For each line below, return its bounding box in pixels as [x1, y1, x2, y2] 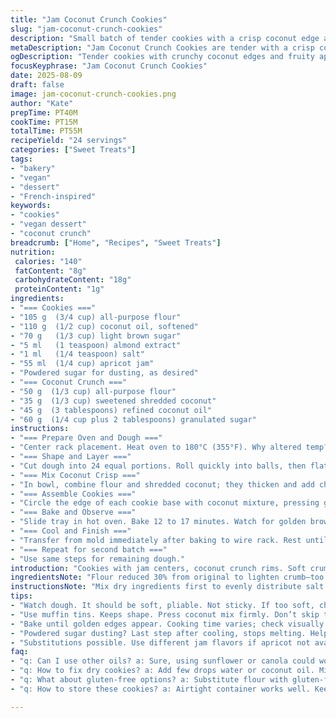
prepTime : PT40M [10, 107, 78, 118]
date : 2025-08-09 [10, 71, 83, 81]
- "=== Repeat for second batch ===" [10, 544, 168, 555]
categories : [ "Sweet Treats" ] [10, 145, 137, 155]
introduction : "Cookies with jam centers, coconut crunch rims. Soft [10, 563, 307, 573]
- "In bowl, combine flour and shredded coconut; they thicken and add [10, 479, 315, 490]
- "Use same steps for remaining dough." [10, 554, 186, 564]
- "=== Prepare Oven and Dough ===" [10, 433, 163, 443]
